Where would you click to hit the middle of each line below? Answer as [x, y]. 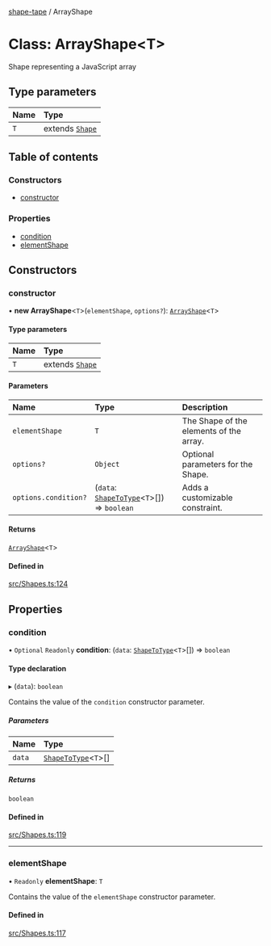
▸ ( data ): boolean [35, 687]
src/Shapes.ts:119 [38, 835]
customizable [207, 498]
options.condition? [50, 497]
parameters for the [217, 464]
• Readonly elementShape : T [56, 881]
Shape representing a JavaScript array [73, 66]
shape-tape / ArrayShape [50, 12]
